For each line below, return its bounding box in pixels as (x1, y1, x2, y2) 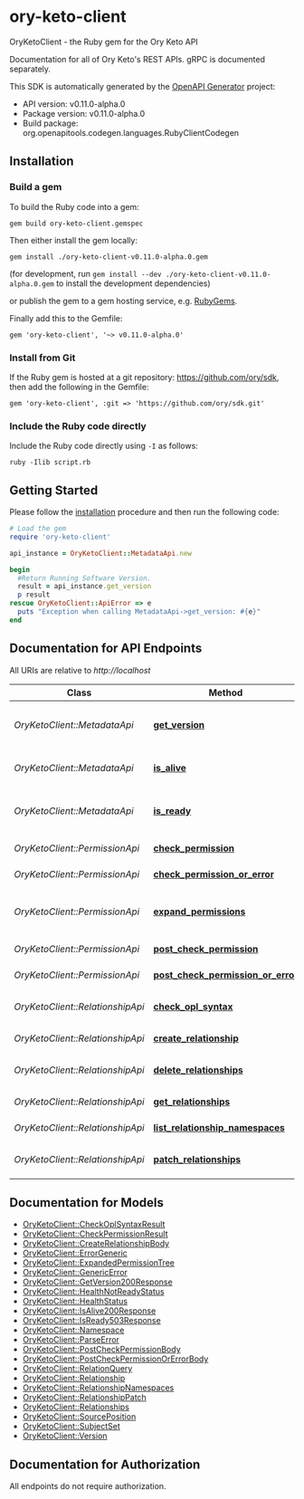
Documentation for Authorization (9, 1456, 201, 1472)
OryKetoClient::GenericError (22, 1267, 128, 1278)
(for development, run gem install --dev (9, 268, 162, 279)
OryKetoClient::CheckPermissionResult (22, 1228, 169, 1239)
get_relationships (153, 1095, 231, 1108)
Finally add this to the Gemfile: (9, 312, 123, 323)
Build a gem (9, 181, 62, 194)
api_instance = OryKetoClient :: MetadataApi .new (9, 549, 193, 558)
